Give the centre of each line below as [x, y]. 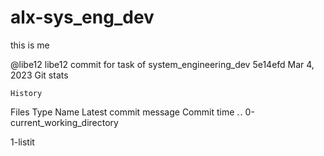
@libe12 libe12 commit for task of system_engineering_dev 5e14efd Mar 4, [162, 64]
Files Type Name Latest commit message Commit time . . [126, 112]
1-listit [22, 142]
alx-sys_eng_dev [82, 17]
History [26, 93]
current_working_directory [64, 122]
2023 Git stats [39, 75]
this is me [30, 45]
